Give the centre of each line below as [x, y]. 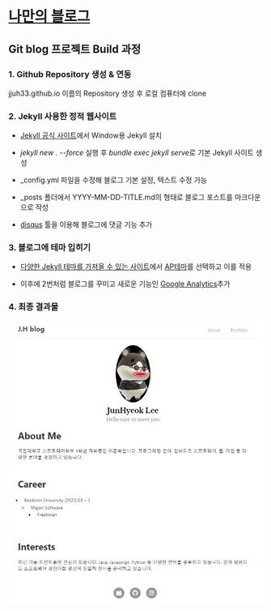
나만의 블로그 [49, 17]
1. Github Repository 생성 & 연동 [70, 74]
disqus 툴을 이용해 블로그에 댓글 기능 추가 [86, 224]
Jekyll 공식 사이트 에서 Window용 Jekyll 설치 [91, 135]
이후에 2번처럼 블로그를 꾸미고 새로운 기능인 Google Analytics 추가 [125, 284]
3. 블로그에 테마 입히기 [50, 248]
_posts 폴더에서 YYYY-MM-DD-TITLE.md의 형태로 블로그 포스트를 [126, 197]
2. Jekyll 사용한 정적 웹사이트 [63, 116]
